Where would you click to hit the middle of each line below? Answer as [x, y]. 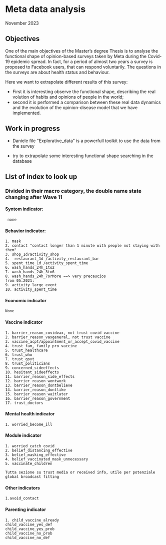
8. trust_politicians [28, 363]
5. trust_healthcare [27, 350]
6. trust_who [19, 355]
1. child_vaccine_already [32, 520]
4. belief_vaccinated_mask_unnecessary [47, 459]
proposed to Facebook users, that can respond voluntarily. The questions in [83, 67]
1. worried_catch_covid [30, 446]
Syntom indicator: [24, 209]
